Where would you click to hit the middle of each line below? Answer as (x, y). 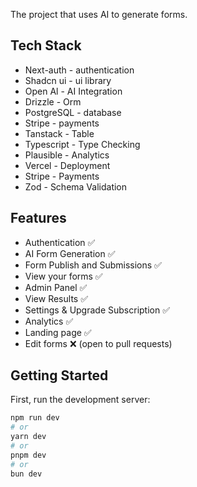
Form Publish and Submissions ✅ (93, 265)
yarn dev (28, 437)
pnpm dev (28, 455)
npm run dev (35, 418)
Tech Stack (46, 45)
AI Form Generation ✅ (70, 253)
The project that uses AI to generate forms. (99, 14)
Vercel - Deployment (67, 165)
